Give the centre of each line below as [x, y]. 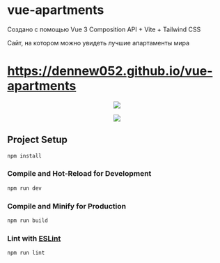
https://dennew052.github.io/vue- [110, 71]
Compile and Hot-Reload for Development [79, 174]
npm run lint [26, 253]
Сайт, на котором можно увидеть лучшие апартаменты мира [99, 43]
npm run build [28, 221]
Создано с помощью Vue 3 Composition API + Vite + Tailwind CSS [104, 29]
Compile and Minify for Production [67, 206]
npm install [24, 156]
